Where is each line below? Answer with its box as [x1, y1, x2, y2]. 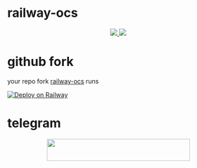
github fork [7, 54, 74, 70]
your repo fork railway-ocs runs [7, 77, 99, 85]
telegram [7, 115, 61, 131]
